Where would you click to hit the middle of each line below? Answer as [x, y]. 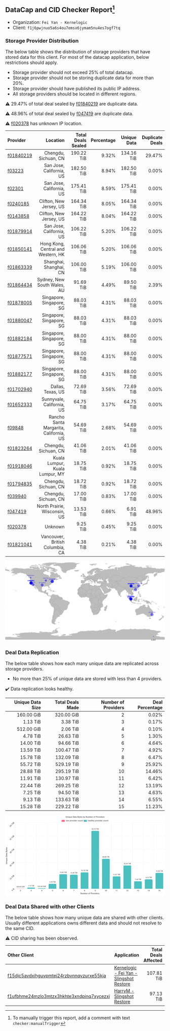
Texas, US [54, 392]
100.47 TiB [67, 750]
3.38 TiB [70, 722]
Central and [52, 249]
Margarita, [54, 427]
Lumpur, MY [52, 474]
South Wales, [51, 285]
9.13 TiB [32, 800]
